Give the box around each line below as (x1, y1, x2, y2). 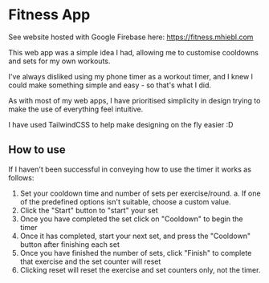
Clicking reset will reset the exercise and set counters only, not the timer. (19, 265, 261, 274)
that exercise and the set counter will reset (19, 257, 161, 266)
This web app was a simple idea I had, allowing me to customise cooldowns (8, 47, 259, 57)
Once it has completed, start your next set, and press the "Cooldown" (19, 231, 251, 241)
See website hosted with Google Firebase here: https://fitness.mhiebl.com (8, 32, 254, 42)
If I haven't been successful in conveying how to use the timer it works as (8, 164, 251, 174)
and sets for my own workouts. (8, 56, 111, 66)
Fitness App (8, 6, 91, 24)
